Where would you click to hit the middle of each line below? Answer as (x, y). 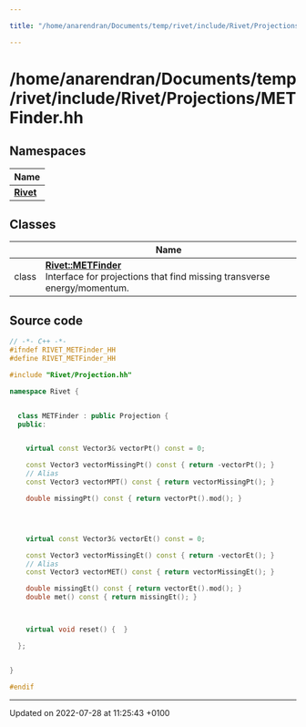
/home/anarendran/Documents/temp (153, 79)
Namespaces (48, 151)
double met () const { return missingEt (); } (112, 598)
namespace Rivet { (44, 391)
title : (22, 26)
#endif (22, 687)
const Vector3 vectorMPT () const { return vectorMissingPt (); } (150, 482)
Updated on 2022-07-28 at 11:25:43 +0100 (90, 712)
